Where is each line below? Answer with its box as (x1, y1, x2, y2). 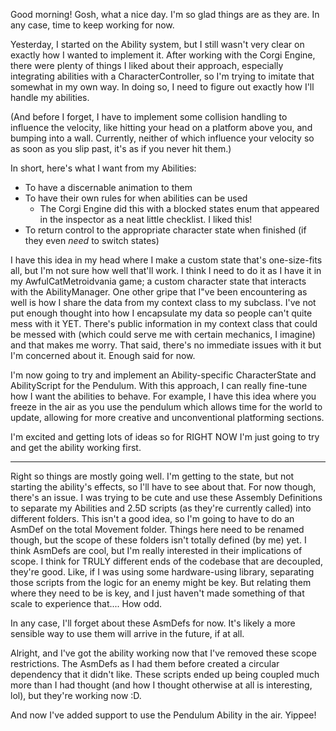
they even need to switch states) (24, 235, 160, 246)
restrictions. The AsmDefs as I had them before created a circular (10, 658, 280, 669)
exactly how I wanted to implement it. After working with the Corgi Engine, (10, 49, 316, 61)
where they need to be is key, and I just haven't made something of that (10, 587, 305, 599)
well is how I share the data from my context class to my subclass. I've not (10, 297, 317, 308)
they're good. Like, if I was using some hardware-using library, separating (10, 566, 315, 578)
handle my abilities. (10, 92, 90, 103)
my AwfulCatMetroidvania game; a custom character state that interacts (10, 275, 307, 287)
